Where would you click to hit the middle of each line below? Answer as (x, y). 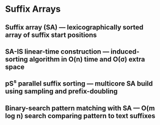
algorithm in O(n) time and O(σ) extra (87, 59)
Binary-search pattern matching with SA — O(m (80, 108)
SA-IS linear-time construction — (57, 51)
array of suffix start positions (51, 35)
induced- (125, 51)
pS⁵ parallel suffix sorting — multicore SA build (79, 84)
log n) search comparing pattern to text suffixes (80, 116)
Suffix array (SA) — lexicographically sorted (74, 27)
